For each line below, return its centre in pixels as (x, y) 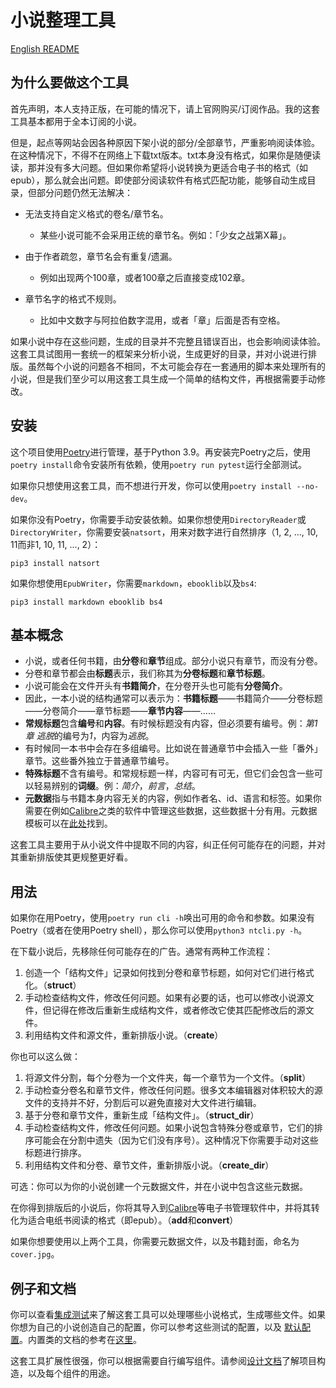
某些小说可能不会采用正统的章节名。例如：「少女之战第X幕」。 (165, 235)
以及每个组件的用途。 (71, 1373)
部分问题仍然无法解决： (84, 192)
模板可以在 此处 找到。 (68, 823)
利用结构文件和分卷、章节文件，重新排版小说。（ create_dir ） (149, 1165)
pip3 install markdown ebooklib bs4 (86, 602)
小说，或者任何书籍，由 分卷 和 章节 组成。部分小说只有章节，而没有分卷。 (173, 661)
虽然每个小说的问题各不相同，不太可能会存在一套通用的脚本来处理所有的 (176, 366)
